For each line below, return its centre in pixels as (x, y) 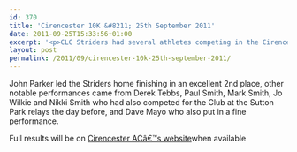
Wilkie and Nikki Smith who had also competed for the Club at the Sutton (141, 102)
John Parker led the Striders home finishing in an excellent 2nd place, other (147, 84)
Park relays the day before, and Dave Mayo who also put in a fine (128, 112)
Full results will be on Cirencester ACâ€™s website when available (128, 138)
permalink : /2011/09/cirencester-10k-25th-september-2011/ (120, 58)
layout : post (33, 50)
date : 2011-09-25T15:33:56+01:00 (71, 34)
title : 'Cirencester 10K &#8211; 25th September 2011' (112, 26)
